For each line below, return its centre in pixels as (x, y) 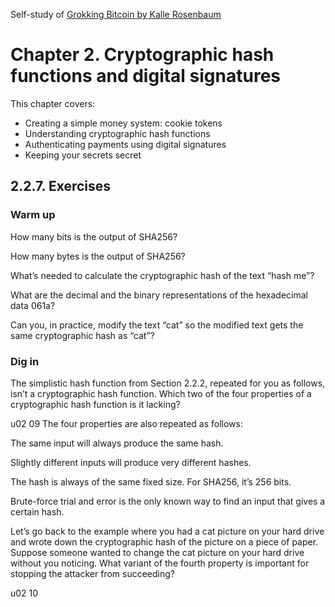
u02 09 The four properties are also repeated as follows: (126, 423)
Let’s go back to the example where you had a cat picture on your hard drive (167, 531)
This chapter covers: (53, 103)
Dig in (25, 361)
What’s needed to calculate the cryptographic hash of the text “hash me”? (162, 275)
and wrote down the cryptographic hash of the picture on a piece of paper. (164, 541)
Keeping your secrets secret (83, 155)
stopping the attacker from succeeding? (92, 573)
